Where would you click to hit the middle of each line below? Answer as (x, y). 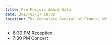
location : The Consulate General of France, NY (56, 19)
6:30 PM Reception (33, 33)
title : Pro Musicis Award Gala (38, 10)
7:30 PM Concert (30, 38)
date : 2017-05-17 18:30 (30, 14)
